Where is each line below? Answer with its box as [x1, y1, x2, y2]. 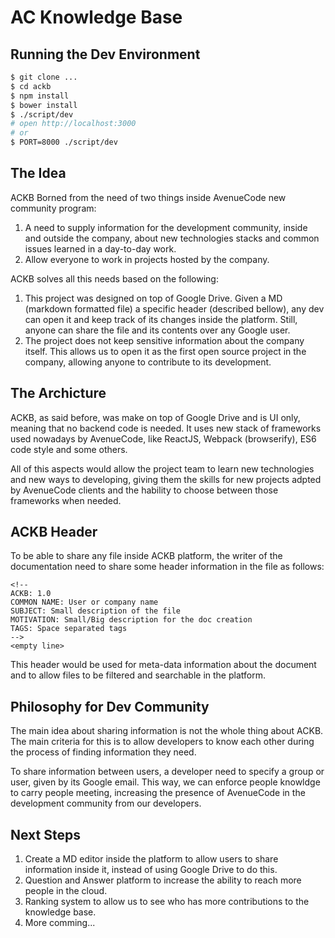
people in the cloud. [24, 885, 108, 897]
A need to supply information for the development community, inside [24, 221, 308, 233]
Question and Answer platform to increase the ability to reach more [24, 874, 302, 886]
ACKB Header [10, 524, 98, 541]
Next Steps [10, 826, 81, 843]
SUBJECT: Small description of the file [10, 606, 182, 616]
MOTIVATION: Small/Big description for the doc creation [10, 615, 253, 625]
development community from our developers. [10, 797, 202, 810]
